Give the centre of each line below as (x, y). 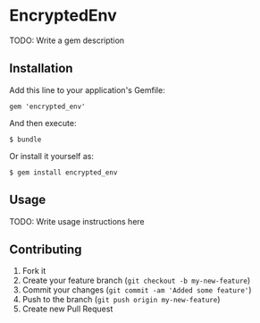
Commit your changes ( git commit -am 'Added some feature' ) (137, 290)
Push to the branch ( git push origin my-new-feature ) (121, 300)
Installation (41, 68)
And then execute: (43, 123)
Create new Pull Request (67, 309)
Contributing (46, 249)
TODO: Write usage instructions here (77, 221)
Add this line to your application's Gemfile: (87, 89)
